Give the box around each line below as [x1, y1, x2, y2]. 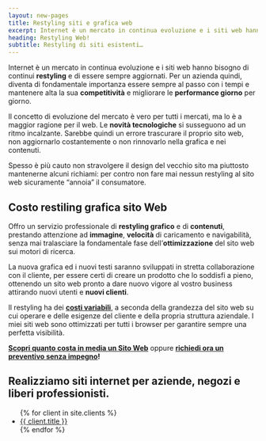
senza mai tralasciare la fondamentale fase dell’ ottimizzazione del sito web [8, 238, 255, 248]
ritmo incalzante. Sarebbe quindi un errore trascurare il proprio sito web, [8, 128, 244, 139]
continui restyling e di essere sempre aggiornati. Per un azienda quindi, [8, 71, 243, 81]
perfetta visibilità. [8, 328, 65, 337]
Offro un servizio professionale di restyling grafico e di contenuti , [8, 221, 226, 230]
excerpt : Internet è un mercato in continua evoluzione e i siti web [8, 26, 243, 34]
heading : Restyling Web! [8, 33, 90, 42]
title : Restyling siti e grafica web [8, 19, 133, 27]
